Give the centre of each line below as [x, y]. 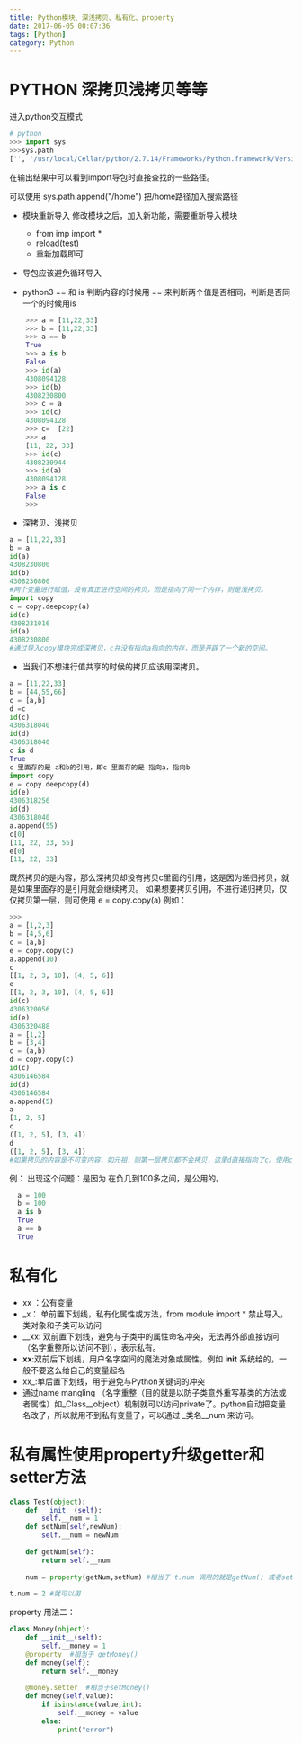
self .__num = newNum [80, 1535]
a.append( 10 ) [34, 959]
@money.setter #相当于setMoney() [88, 1688]
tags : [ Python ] [38, 34]
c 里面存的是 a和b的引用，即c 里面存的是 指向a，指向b [100, 767]
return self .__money [80, 1671]
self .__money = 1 [74, 1646]
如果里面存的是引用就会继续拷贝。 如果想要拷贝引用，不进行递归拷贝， [148, 889]
